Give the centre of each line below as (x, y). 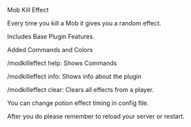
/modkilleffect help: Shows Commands (62, 63)
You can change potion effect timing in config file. (78, 103)
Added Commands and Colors (50, 50)
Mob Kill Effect (28, 10)
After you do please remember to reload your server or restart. (96, 116)
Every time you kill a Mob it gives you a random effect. (84, 23)
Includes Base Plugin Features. (51, 36)
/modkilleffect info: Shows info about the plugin (74, 76)
